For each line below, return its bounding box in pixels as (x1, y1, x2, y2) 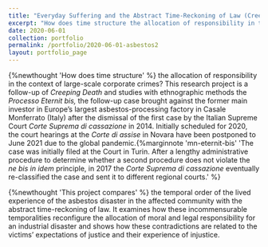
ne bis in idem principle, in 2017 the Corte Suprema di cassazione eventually (8, 164, 260, 173)
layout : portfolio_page (8, 49, 88, 57)
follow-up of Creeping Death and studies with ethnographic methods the (8, 88, 247, 96)
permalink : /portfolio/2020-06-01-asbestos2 (8, 41, 159, 49)
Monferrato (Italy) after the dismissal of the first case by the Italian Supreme (8, 113, 258, 122)
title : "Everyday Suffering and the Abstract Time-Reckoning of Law (8, 11, 241, 20)
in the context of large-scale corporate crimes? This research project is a (8, 79, 249, 88)
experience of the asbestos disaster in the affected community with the (8, 196, 243, 206)
